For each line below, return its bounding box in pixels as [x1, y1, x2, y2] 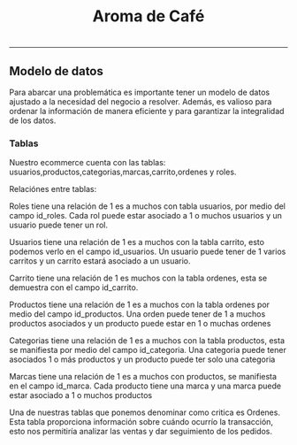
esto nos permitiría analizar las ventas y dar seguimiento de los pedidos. [9, 426, 272, 437]
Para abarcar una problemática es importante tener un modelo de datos [9, 87, 270, 98]
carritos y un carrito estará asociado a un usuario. [9, 256, 192, 266]
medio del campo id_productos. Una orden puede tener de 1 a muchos [9, 309, 266, 319]
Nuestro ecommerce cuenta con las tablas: [9, 157, 166, 168]
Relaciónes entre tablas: [9, 184, 97, 195]
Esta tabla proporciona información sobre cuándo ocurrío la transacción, [9, 417, 274, 427]
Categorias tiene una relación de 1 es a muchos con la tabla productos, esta [9, 335, 286, 346]
